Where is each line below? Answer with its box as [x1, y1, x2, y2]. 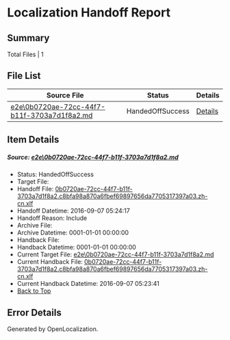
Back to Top [16, 287, 51, 295]
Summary [7, 32, 50, 44]
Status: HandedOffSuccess [16, 170, 94, 179]
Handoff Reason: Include [16, 214, 88, 222]
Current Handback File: [16, 258, 84, 266]
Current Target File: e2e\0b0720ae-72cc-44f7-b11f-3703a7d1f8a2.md [16, 250, 214, 258]
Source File [46, 90, 84, 100]
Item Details [7, 134, 60, 145]
